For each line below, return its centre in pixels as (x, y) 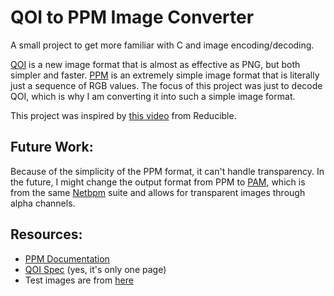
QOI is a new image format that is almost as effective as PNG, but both (155, 64)
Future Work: (52, 147)
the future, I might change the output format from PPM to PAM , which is (158, 182)
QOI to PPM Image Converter (132, 17)
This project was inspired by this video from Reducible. (123, 115)
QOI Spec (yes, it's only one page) (95, 269)
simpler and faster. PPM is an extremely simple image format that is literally (165, 75)
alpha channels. (43, 203)
